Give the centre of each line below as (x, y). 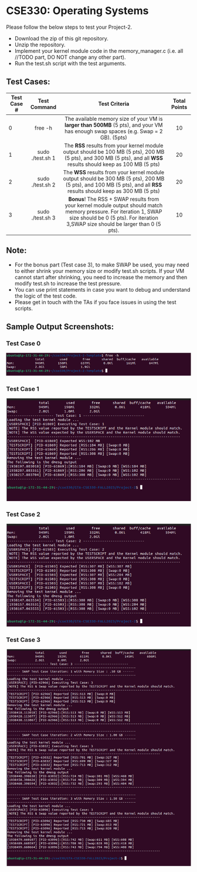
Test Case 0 (23, 343)
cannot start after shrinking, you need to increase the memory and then (101, 277)
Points (179, 107)
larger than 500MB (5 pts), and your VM (113, 125)
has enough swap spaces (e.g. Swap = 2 (113, 131)
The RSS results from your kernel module (114, 146)
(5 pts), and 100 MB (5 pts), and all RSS (114, 185)
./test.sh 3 (43, 218)
